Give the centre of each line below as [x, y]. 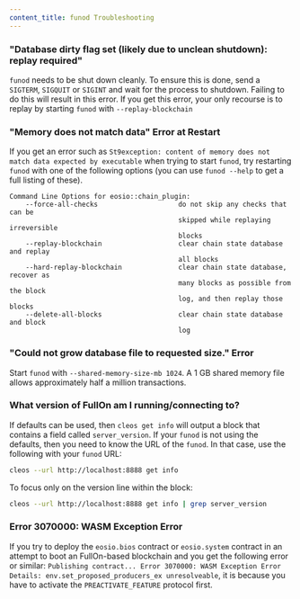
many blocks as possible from [235, 283]
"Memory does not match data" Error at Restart [115, 131]
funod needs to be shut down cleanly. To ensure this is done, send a [135, 80]
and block [28, 323]
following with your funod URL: [66, 453]
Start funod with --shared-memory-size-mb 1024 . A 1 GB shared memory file [147, 372]
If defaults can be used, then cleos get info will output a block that [135, 425]
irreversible [34, 228]
